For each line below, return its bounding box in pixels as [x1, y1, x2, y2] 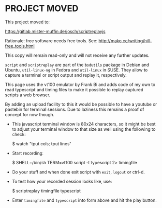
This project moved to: [5, 19, 50, 25]
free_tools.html [5, 43, 35, 49]
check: [12, 131, 26, 137]
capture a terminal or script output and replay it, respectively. [5, 72, 127, 78]
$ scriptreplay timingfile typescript [12, 188, 81, 193]
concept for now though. [5, 111, 55, 117]
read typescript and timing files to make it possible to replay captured [5, 87, 144, 92]
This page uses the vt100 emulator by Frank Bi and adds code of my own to [5, 81, 156, 87]
